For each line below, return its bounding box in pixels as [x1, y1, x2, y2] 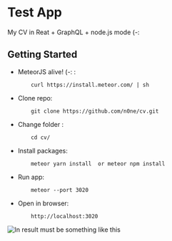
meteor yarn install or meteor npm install [31, 160, 166, 168]
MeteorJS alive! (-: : [17, 67, 76, 76]
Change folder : [17, 120, 64, 128]
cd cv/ [31, 133, 51, 141]
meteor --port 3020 [31, 186, 89, 193]
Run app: [17, 173, 45, 181]
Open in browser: [17, 199, 69, 207]
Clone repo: [17, 93, 53, 102]
